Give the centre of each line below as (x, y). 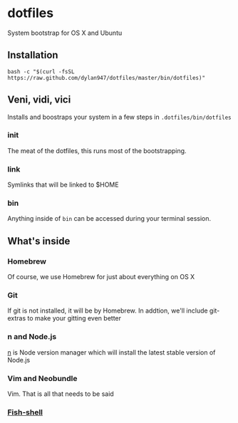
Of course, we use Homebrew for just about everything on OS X (101, 277)
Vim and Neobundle (42, 378)
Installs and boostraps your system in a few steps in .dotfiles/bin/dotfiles (119, 117)
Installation (33, 55)
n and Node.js (32, 337)
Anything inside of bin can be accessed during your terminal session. (109, 219)
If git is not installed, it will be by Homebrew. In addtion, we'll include (108, 310)
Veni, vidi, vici (39, 100)
